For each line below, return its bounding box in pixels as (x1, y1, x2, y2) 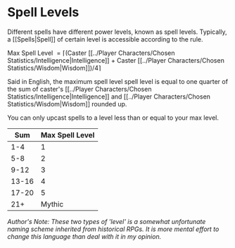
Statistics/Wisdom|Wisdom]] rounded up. (7, 99, 127, 108)
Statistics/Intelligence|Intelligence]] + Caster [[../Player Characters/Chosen (7, 56, 225, 64)
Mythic (40, 199, 64, 209)
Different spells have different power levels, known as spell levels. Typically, (7, 27, 227, 36)
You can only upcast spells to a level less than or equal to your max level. (7, 113, 220, 122)
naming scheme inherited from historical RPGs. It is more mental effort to (7, 225, 220, 233)
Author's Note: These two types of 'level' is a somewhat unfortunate (7, 217, 206, 225)
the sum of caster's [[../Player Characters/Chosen (7, 85, 152, 93)
